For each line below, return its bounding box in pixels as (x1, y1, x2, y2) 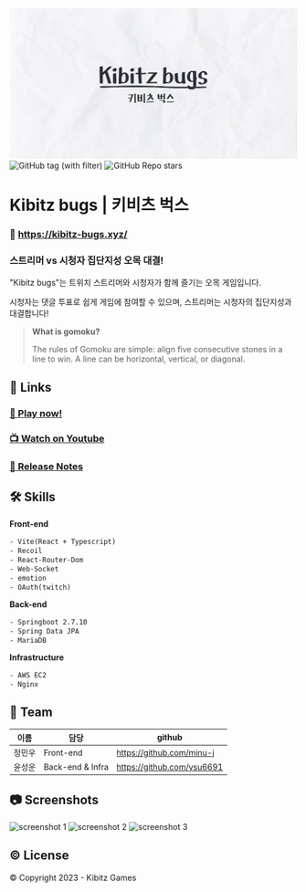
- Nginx (9, 679, 39, 688)
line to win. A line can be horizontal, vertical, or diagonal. (31, 353, 246, 364)
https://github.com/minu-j (116, 747, 215, 758)
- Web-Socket (9, 564, 59, 573)
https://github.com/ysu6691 (116, 761, 224, 772)
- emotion (9, 573, 47, 582)
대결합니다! (9, 308, 49, 319)
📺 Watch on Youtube (9, 432, 105, 445)
